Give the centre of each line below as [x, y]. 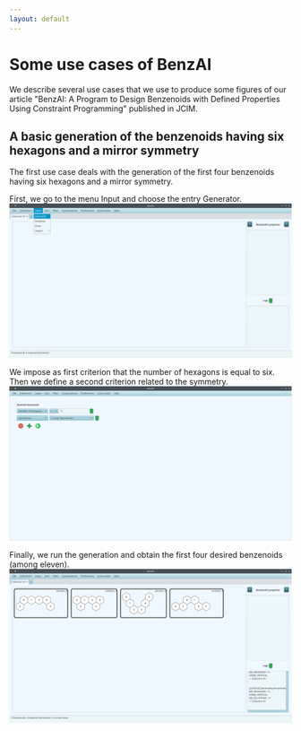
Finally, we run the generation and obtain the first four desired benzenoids [146, 554]
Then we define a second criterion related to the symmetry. [119, 382]
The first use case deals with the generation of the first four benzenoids [142, 172]
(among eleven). [39, 564]
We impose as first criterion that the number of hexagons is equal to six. [142, 372]
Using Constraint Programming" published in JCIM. [104, 109]
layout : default [39, 19]
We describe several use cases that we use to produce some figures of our [148, 89]
